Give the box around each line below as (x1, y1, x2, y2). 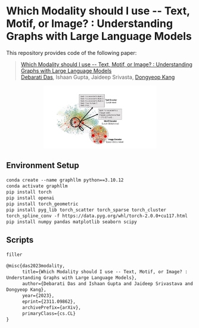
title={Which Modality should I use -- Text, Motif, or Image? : (21, 268, 188, 275)
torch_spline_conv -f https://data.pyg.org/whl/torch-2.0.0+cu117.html (6, 213, 188, 219)
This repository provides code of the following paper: (6, 49, 137, 56)
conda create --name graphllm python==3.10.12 (6, 177, 124, 183)
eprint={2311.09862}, (21, 298, 76, 305)
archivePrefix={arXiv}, (21, 304, 82, 311)
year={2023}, (21, 292, 55, 299)
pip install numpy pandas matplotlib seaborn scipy (6, 219, 137, 225)
